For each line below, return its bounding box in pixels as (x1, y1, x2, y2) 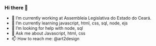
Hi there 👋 (4, 4, 28, 11)
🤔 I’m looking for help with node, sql (11, 25, 83, 31)
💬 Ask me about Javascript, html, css (11, 31, 85, 36)
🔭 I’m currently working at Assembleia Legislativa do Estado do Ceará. (11, 15, 152, 21)
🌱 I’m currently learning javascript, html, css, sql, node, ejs (11, 20, 128, 26)
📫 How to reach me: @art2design (11, 36, 80, 42)
